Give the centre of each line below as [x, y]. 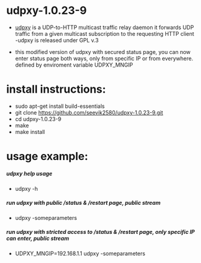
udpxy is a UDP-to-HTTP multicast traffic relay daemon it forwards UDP [104, 27]
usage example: [47, 157]
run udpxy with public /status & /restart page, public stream [84, 202]
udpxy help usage [29, 173]
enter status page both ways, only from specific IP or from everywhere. [104, 58]
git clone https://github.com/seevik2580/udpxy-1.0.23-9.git [89, 112]
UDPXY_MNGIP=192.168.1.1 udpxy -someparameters [80, 253]
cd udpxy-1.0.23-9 [38, 119]
